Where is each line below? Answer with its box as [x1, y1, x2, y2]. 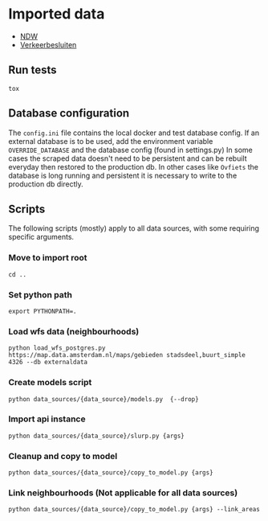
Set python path [8, 289, 72, 300]
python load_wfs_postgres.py [8, 344, 106, 352]
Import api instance [8, 413, 86, 425]
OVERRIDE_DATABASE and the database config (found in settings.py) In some [8, 145, 253, 154]
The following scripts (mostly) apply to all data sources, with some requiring [8, 224, 259, 233]
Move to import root [8, 252, 87, 264]
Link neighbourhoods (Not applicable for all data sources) [8, 487, 238, 498]
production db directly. [8, 178, 83, 189]
